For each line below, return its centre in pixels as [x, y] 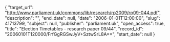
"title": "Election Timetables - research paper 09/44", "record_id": [74, 29]
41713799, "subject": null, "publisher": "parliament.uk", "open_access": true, [85, 23]
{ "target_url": [19, 7]
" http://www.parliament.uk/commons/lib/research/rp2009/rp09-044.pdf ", [83, 13]
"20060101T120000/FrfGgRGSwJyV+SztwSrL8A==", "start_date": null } [80, 34]
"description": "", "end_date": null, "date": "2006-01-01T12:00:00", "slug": [82, 18]
